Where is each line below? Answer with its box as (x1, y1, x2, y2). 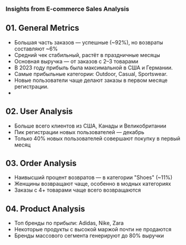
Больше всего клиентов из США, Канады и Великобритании (14, 122, 167, 129)
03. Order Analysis (5, 158, 77, 168)
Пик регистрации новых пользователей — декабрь (14, 128, 145, 135)
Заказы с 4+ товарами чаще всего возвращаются (14, 186, 141, 194)
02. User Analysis (5, 106, 73, 117)
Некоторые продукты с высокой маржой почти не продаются (14, 226, 172, 233)
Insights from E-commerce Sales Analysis (5, 5, 130, 13)
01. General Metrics (5, 23, 80, 33)
